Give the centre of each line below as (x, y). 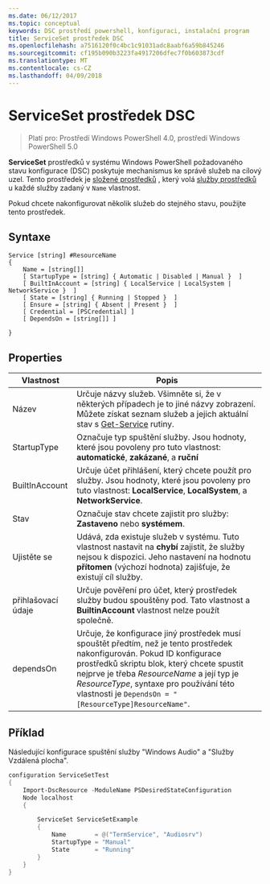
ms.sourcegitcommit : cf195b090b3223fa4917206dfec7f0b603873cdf (117, 53)
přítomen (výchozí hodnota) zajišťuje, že (153, 567)
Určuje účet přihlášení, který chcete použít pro (164, 470)
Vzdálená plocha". (39, 760)
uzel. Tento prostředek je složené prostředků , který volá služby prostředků (133, 179)
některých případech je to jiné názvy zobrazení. (166, 404)
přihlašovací (35, 601)
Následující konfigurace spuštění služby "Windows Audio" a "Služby (121, 752)
